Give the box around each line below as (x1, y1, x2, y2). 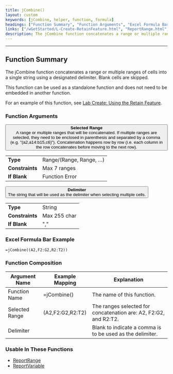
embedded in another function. (5, 89, 71, 96)
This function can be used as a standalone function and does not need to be (5, 84, 167, 90)
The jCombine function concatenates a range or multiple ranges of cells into (5, 69, 167, 75)
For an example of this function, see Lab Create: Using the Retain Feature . (5, 100, 162, 106)
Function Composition (5, 259, 62, 267)
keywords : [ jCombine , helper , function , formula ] (5, 17, 114, 22)
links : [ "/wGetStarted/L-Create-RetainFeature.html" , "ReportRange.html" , (5, 27, 169, 32)
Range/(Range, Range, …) (42, 156, 105, 163)
